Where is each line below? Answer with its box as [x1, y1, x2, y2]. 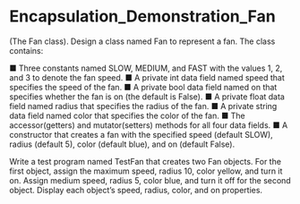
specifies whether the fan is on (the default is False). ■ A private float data [9, 91, 285, 102]
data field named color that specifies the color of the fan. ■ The [9, 110, 245, 121]
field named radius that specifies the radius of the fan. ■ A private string [9, 100, 278, 111]
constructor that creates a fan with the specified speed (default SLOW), [9, 129, 273, 140]
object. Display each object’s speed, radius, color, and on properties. [9, 184, 262, 195]
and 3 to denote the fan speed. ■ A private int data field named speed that [9, 72, 285, 82]
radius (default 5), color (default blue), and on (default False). [9, 139, 236, 149]
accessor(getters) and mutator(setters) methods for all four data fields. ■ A [9, 119, 288, 131]
